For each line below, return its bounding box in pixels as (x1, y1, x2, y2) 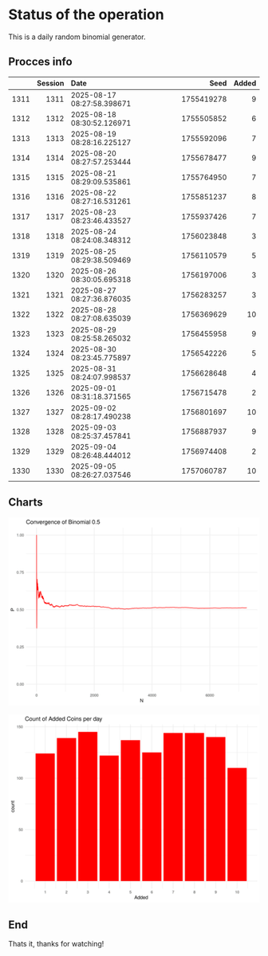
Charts (8, 496, 44, 509)
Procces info (8, 55, 73, 69)
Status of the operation (8, 6, 165, 24)
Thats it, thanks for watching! (8, 939, 104, 949)
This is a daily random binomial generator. (8, 32, 146, 41)
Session (37, 78, 65, 89)
